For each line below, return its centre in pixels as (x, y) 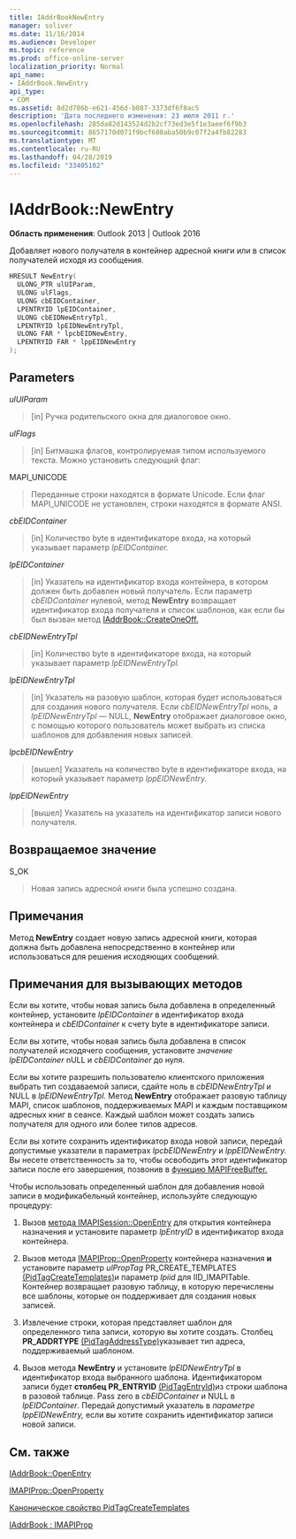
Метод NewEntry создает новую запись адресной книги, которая (133, 938)
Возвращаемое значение (83, 850)
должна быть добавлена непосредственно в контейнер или (122, 946)
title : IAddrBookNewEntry (57, 17)
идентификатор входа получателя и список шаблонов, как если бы (158, 609)
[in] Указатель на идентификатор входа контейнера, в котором (149, 581)
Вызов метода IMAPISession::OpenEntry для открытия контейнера (146, 1222)
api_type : (27, 91)
